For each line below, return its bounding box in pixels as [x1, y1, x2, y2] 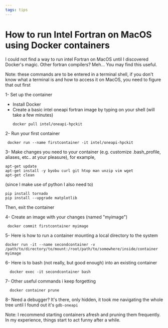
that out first [5, 82, 31, 88]
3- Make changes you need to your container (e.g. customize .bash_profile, [5, 149, 161, 155]
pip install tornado [5, 191, 49, 196]
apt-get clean [5, 172, 35, 178]
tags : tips [5, 7, 28, 13]
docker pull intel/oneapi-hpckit [12, 121, 83, 127]
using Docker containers [5, 40, 110, 51]
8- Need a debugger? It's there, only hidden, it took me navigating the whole [5, 296, 163, 302]
